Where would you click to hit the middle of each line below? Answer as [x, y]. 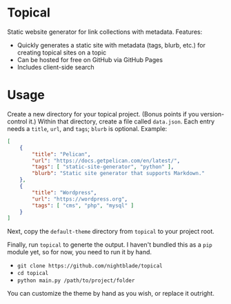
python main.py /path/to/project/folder [76, 281]
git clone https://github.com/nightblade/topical [90, 266]
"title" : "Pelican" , [61, 154]
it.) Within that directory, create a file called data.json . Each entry [122, 121]
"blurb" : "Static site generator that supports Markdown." [119, 174]
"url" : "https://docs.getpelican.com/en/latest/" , [106, 161]
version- [212, 114]
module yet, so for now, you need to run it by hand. [80, 252]
